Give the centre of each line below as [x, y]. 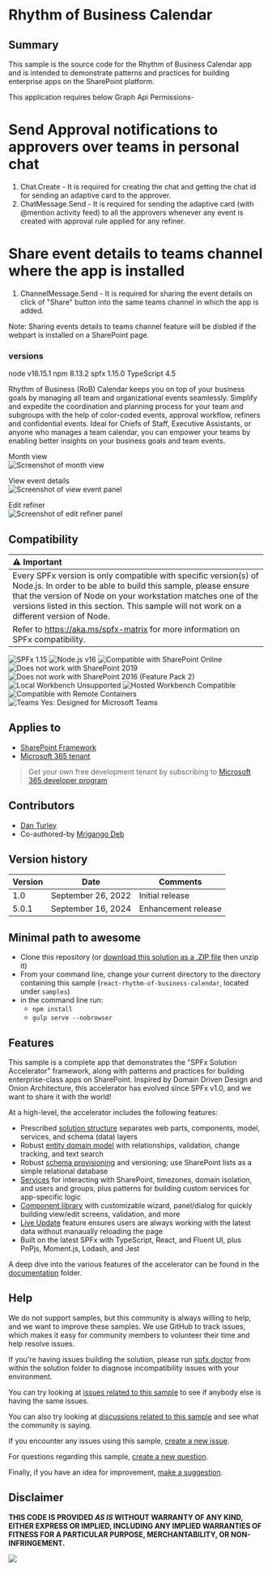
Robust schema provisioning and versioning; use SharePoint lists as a [136, 1163]
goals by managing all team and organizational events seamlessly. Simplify [133, 398]
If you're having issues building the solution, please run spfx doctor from [130, 1359]
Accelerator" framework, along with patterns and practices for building [126, 1071]
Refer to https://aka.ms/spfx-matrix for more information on [126, 629]
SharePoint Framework [58, 747]
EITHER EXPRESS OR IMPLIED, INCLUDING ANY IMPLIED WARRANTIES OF [135, 1526]
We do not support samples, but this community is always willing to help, [130, 1318]
